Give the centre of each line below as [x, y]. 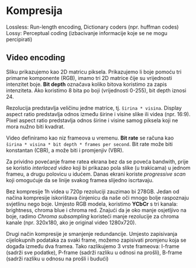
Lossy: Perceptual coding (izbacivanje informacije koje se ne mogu [87, 33]
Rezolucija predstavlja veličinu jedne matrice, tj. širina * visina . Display [94, 108]
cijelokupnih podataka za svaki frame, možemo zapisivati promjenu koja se [96, 240]
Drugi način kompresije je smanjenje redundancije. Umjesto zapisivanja [92, 234]
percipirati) [19, 39]
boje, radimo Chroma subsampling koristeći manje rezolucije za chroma [93, 216]
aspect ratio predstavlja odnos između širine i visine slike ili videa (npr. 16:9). [98, 114]
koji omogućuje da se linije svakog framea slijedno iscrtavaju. [80, 180]
